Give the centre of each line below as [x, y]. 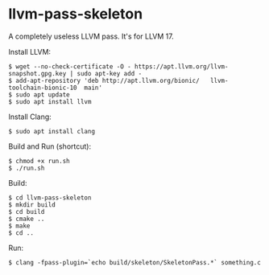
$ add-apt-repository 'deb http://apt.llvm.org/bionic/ [104, 80]
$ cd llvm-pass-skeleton [50, 198]
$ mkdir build [32, 205]
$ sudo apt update [39, 94]
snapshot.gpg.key [37, 73]
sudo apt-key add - [110, 73]
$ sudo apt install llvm [50, 101]
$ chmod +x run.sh [39, 161]
